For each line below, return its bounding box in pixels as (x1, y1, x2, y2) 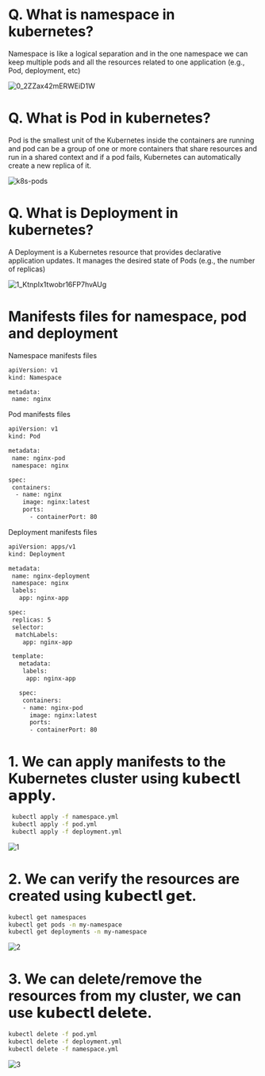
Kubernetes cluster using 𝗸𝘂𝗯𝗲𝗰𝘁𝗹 (8, 770, 240, 788)
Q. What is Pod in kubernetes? (8, 109, 211, 127)
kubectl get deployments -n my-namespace (8, 928, 148, 936)
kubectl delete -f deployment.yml (8, 1038, 123, 1046)
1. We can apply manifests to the (8, 753, 226, 771)
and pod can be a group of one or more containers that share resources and (8, 143, 258, 153)
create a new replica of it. (8, 161, 92, 170)
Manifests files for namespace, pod (8, 308, 248, 326)
